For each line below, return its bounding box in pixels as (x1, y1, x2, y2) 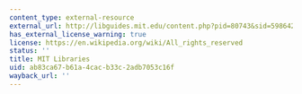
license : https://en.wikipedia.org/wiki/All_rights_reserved (9, 38, 244, 47)
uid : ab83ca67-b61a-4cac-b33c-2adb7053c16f (9, 64, 175, 73)
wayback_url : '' (9, 72, 70, 81)
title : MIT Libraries (9, 55, 91, 64)
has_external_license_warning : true (9, 30, 147, 38)
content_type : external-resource (9, 13, 135, 22)
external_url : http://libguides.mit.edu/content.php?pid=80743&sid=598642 (9, 21, 296, 30)
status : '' (9, 47, 50, 56)
